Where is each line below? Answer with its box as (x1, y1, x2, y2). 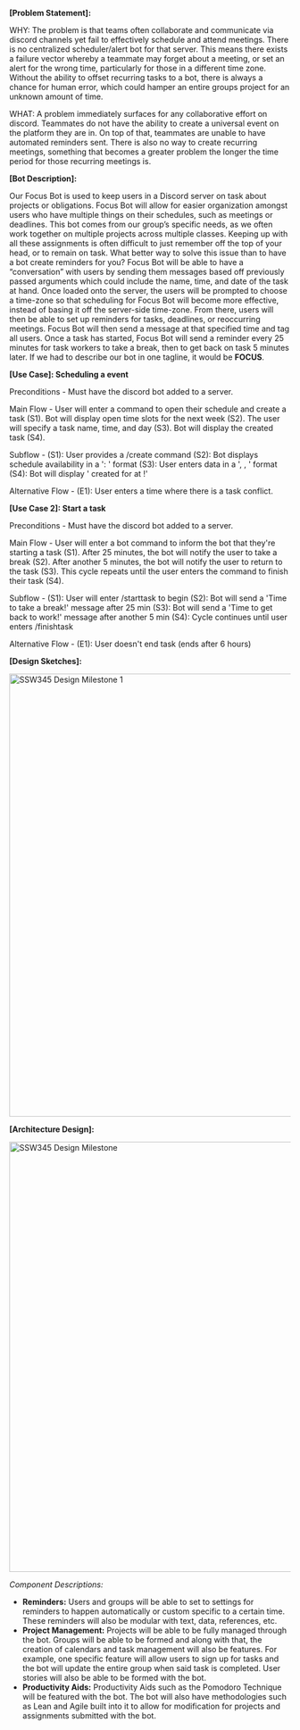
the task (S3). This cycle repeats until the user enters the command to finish (9, 566, 288, 577)
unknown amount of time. (9, 91, 104, 102)
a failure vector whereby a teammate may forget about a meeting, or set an (9, 54, 285, 63)
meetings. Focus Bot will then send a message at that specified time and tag (9, 323, 290, 334)
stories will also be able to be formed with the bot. (21, 1673, 207, 1683)
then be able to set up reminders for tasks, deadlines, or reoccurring (9, 314, 261, 324)
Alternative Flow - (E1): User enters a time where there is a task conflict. (9, 486, 274, 496)
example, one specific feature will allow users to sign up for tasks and (21, 1653, 279, 1664)
